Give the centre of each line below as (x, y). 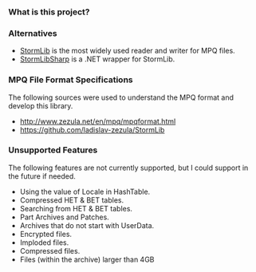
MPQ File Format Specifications (71, 80)
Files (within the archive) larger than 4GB (87, 259)
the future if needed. (42, 176)
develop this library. (41, 105)
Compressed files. (50, 250)
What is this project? (49, 12)
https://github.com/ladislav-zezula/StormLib (92, 129)
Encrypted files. (46, 234)
